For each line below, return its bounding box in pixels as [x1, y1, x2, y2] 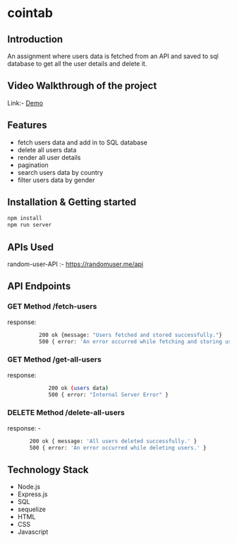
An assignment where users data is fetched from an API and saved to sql [7, 52, 219, 60]
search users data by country [17, 168, 104, 176]
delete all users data [17, 145, 77, 154]
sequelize [17, 505, 46, 514]
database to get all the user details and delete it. [7, 59, 147, 68]
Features [7, 119, 47, 132]
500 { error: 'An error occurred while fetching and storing [38, 338, 222, 345]
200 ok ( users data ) [48, 384, 109, 391]
